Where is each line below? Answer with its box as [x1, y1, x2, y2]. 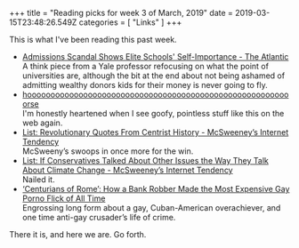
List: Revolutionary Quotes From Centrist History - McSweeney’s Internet [21, 127, 289, 137]
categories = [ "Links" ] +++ [78, 17, 182, 28]
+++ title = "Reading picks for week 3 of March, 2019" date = [9, 8, 234, 18]
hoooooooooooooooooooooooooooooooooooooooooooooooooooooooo [21, 89, 289, 100]
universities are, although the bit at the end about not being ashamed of [21, 70, 286, 81]
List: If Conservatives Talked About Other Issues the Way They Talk [21, 156, 269, 165]
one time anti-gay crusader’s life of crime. [21, 212, 176, 222]
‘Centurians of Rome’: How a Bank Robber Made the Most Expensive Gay [21, 184, 290, 194]
